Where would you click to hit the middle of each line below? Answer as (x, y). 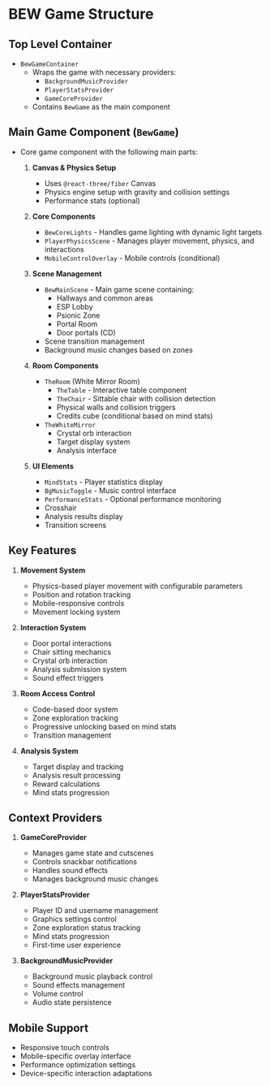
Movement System (53, 570)
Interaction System (53, 627)
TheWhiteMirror (70, 425)
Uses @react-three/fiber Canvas (100, 183)
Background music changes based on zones (118, 349)
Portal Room (77, 324)
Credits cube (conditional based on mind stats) (135, 416)
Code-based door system (75, 709)
